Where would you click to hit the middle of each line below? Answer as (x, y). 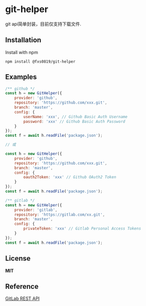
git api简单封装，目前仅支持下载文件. (43, 24)
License (18, 259)
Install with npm (22, 52)
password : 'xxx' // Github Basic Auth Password (74, 121)
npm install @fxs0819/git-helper (40, 62)
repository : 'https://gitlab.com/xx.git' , (60, 215)
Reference (22, 286)
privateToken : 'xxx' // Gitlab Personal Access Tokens (82, 229)
